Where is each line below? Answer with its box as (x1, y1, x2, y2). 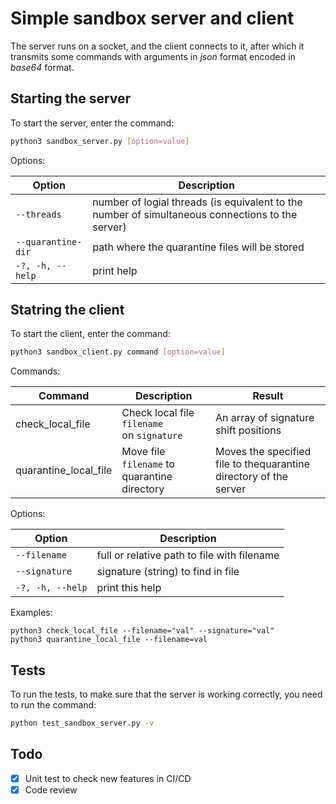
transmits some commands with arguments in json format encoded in (10, 50, 296, 62)
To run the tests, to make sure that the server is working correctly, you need (10, 688, 323, 701)
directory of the (215, 470, 289, 484)
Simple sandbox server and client (10, 7, 295, 30)
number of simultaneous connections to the (92, 207, 298, 221)
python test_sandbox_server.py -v (10, 718, 155, 729)
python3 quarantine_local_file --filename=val (10, 635, 208, 645)
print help (92, 263, 138, 277)
